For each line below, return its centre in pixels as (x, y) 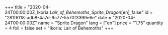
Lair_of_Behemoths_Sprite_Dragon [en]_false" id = (101, 12)
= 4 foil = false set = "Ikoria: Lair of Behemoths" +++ (59, 28)
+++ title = (16, 7)
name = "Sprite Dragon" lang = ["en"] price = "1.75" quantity (101, 23)
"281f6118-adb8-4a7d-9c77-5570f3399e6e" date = (58, 17)
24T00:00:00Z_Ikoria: (27, 12)
